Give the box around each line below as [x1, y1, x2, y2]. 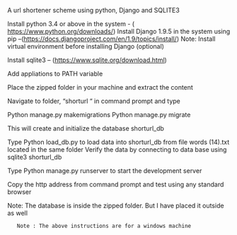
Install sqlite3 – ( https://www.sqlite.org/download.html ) [7, 56, 168, 64]
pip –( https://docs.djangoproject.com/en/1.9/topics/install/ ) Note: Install [7, 35, 216, 43]
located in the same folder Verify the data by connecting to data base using [7, 145, 227, 154]
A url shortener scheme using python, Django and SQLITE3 [7, 6, 180, 14]
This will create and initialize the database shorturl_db [7, 124, 165, 133]
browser [7, 188, 32, 196]
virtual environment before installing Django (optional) [7, 42, 165, 50]
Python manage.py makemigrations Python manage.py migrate [7, 111, 191, 119]
